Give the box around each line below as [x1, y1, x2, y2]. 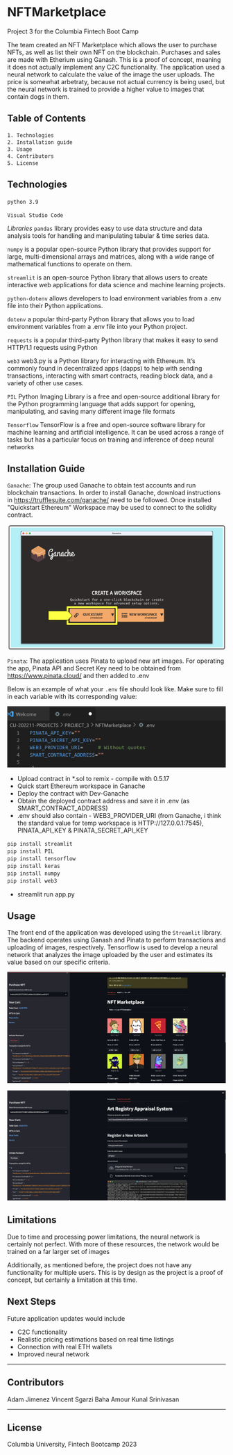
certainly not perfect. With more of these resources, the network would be [7, 1239, 220, 1248]
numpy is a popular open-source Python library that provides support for [7, 245, 212, 253]
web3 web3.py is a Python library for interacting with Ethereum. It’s [7, 356, 196, 365]
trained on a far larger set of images [7, 1247, 110, 1255]
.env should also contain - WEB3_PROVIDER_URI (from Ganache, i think [17, 812, 222, 820]
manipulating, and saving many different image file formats [7, 407, 175, 415]
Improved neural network [17, 1350, 89, 1358]
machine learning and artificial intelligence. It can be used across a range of [7, 428, 224, 436]
